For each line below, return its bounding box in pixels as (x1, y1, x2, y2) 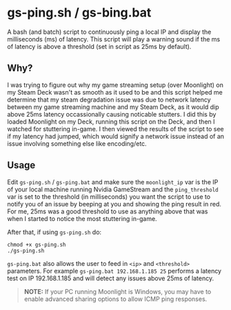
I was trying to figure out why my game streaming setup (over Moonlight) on (7, 81, 224, 89)
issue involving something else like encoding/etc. (7, 139, 147, 148)
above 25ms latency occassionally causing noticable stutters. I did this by (7, 110, 217, 118)
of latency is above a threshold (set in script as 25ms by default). (7, 42, 192, 50)
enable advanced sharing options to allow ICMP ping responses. (23, 295, 208, 303)
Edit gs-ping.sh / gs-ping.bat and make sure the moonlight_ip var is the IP (7, 177, 219, 186)
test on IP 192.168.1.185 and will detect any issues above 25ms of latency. (7, 274, 214, 282)
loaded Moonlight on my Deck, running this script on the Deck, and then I (7, 117, 215, 126)
